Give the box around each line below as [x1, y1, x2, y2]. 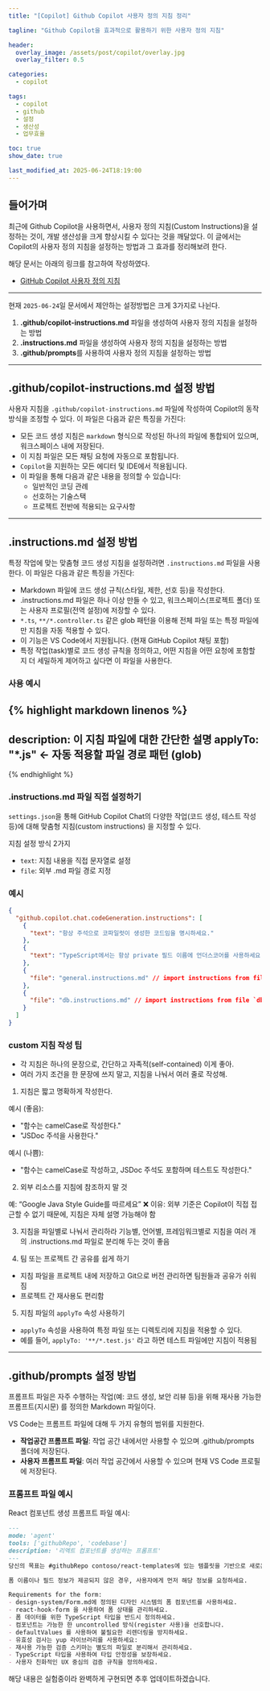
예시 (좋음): [8, 1103, 44, 1113]
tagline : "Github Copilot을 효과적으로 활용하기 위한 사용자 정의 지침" [8, 26, 225, 35]
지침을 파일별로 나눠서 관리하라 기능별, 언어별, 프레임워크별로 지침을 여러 [19, 1227, 247, 1236]
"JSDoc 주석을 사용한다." [19, 1131, 99, 1140]
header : [8, 41, 35, 49]
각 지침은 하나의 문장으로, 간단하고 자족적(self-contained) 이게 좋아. [19, 1059, 235, 1069]
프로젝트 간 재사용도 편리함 [19, 1291, 104, 1301]
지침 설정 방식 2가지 [8, 838, 71, 848]
